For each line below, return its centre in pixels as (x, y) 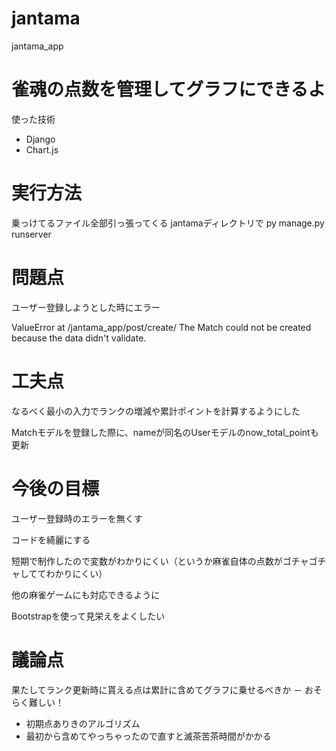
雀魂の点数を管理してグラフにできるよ (168, 89)
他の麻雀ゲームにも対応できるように (86, 594)
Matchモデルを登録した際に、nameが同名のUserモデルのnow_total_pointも (165, 432)
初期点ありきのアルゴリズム (83, 723)
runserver (31, 234)
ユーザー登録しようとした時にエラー (86, 307)
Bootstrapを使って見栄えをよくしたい (88, 616)
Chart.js (42, 149)
